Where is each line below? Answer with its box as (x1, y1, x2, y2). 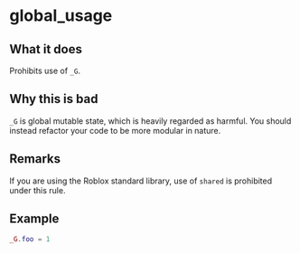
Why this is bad (9, 91, 98, 107)
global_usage (9, 5, 113, 26)
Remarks (9, 151, 61, 167)
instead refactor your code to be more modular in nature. (9, 125, 221, 136)
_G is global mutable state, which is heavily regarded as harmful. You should (9, 115, 292, 126)
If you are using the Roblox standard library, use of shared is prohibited (9, 175, 273, 186)
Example (9, 211, 60, 227)
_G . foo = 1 (9, 235, 51, 244)
